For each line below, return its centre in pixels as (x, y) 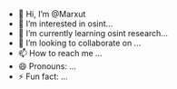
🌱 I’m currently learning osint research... (93, 33)
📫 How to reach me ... (60, 53)
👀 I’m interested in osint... (65, 24)
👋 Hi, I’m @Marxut (52, 14)
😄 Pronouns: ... (47, 66)
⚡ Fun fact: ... (43, 76)
